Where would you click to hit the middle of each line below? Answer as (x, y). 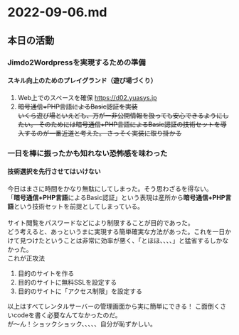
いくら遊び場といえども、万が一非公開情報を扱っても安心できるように (120, 115)
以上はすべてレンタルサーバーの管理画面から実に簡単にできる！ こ (104, 306)
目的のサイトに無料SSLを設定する (67, 282)
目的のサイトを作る (46, 273)
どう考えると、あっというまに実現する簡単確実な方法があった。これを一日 (116, 231)
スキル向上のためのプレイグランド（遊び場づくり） (82, 81)
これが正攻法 (26, 258)
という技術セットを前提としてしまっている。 (79, 206)
